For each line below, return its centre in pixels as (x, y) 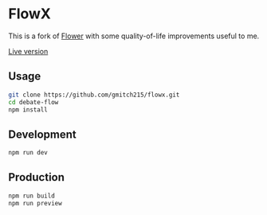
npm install (28, 109)
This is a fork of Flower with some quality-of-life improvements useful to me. (134, 36)
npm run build (32, 196)
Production (37, 177)
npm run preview (35, 203)
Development (43, 134)
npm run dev (28, 153)
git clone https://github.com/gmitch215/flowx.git (94, 95)
